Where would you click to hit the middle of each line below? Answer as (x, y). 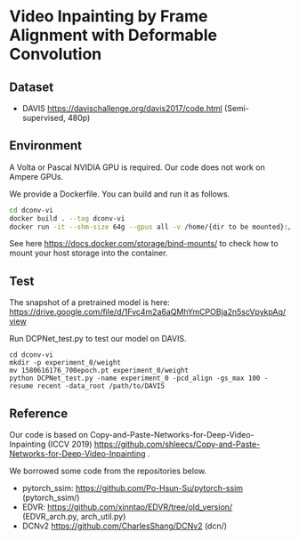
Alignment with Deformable (113, 35)
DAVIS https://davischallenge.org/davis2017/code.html (122, 108)
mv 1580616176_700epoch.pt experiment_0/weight (99, 371)
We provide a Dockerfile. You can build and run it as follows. (120, 194)
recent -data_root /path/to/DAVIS (101, 386)
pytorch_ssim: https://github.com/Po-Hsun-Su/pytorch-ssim (132, 488)
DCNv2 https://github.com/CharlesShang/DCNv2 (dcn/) (125, 526)
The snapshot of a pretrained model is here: (90, 302)
